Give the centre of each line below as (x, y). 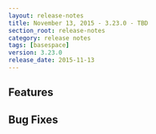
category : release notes (50, 38)
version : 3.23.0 (35, 53)
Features (31, 93)
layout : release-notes (46, 16)
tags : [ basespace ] (39, 45)
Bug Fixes (33, 119)
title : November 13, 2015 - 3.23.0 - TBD (78, 23)
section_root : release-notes (57, 30)
